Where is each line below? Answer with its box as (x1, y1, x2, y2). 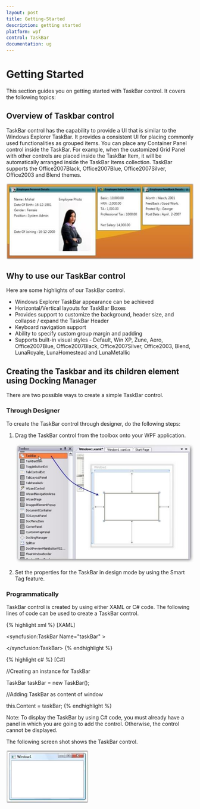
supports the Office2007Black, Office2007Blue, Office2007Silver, (6, 165, 167, 172)
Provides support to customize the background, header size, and (14, 311, 174, 318)
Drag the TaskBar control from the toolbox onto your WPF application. (14, 432, 186, 439)
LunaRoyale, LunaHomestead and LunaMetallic (14, 349, 130, 356)
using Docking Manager (6, 376, 97, 386)
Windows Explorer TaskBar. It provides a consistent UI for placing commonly (6, 133, 194, 140)
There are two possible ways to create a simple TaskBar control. (6, 392, 164, 399)
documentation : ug (6, 41, 52, 47)
